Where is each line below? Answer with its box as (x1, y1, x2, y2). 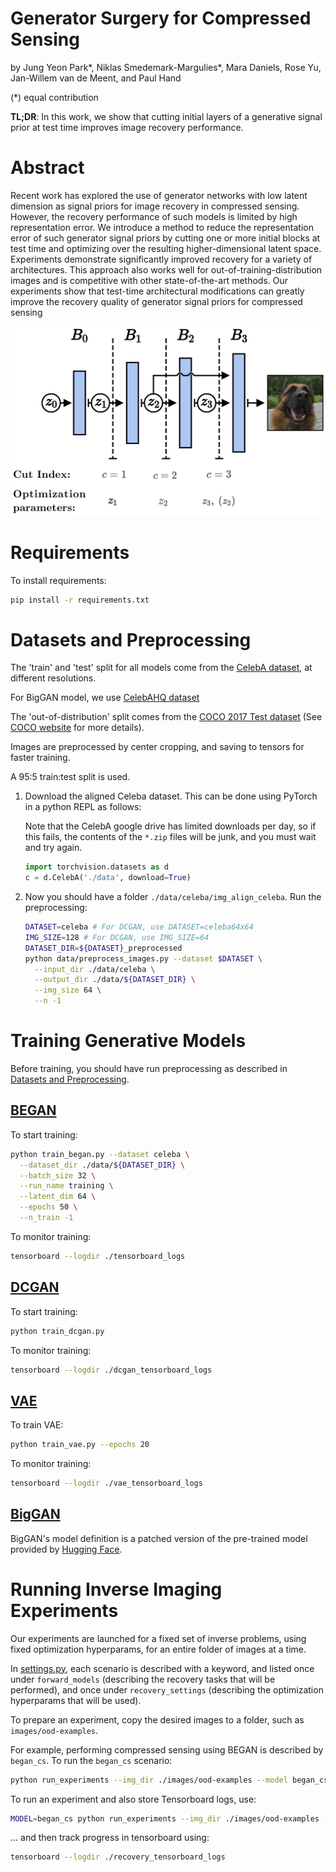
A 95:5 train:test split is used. (10, 771, 131, 783)
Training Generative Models (10, 1030, 247, 1052)
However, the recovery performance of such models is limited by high (10, 210, 298, 222)
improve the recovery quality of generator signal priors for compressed (10, 295, 303, 307)
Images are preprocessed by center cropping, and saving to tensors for (10, 741, 305, 753)
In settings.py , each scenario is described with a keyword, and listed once (10, 1662, 315, 1674)
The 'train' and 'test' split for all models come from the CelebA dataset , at (10, 662, 313, 674)
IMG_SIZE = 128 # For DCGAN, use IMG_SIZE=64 (24, 932, 210, 942)
